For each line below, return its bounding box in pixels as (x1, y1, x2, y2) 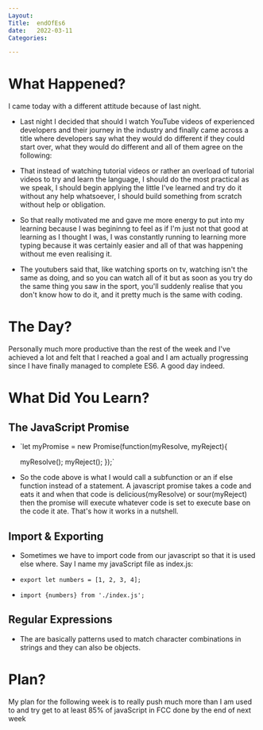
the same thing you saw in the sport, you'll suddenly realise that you (19, 282, 243, 291)
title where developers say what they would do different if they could (19, 134, 245, 143)
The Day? (8, 318, 72, 336)
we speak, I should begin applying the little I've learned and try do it (19, 183, 242, 193)
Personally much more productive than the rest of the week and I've (8, 344, 230, 354)
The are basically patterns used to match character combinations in (19, 634, 242, 643)
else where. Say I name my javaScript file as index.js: (19, 559, 193, 568)
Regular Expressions (8, 613, 113, 627)
